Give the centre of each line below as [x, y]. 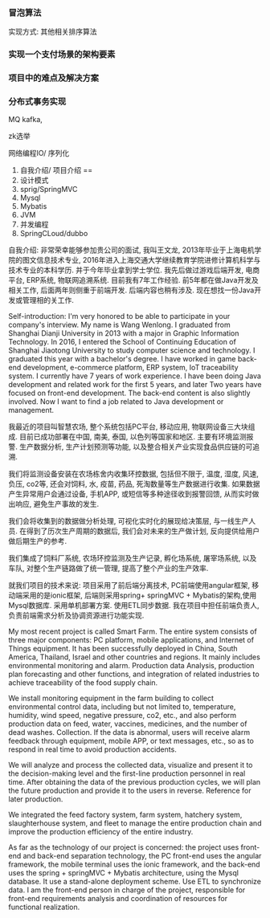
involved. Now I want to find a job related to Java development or [116, 402]
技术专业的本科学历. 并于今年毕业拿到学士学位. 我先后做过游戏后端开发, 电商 [134, 270]
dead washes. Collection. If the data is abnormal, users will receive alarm [129, 732]
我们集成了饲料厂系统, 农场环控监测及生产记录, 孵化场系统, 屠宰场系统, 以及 [133, 558]
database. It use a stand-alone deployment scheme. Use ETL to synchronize [135, 882]
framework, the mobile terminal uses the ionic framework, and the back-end [134, 864]
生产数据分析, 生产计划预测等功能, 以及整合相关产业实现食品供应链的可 [136, 447]
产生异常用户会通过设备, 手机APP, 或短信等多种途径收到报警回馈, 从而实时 [130, 494]
